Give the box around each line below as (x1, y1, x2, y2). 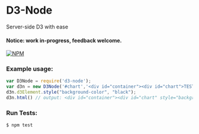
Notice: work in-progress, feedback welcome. (6, 37, 123, 44)
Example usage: (6, 65, 53, 73)
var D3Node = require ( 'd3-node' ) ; (6, 78, 92, 84)
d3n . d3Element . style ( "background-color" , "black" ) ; (6, 90, 136, 95)
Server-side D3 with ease (6, 23, 69, 30)
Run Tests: (6, 109, 38, 117)
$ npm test (6, 122, 33, 128)
